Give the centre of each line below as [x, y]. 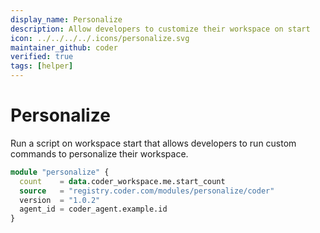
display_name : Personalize [66, 19]
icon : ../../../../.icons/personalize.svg [100, 38]
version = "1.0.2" [60, 200]
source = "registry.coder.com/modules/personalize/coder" [147, 191]
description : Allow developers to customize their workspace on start [160, 29]
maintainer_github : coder [64, 47]
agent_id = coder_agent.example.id [93, 209]
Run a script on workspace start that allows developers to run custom [153, 143]
